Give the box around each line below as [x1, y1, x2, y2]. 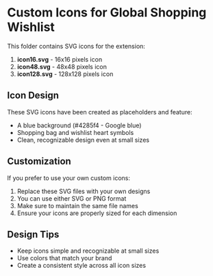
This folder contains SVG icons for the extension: [7, 42, 146, 50]
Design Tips [7, 228, 60, 240]
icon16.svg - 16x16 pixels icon [16, 55, 103, 63]
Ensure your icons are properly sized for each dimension [16, 209, 177, 217]
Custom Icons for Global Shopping [7, 5, 207, 21]
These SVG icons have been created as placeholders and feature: [7, 108, 193, 116]
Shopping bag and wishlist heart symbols [16, 128, 134, 136]
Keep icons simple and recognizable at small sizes [16, 247, 160, 255]
